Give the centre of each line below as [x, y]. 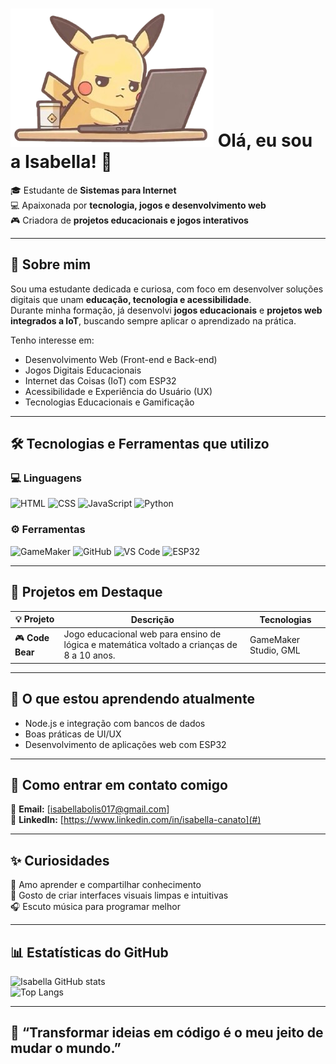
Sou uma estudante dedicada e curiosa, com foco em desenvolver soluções [167, 289]
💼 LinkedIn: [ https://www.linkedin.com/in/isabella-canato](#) [136, 820]
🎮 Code [32, 638]
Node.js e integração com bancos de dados [115, 723]
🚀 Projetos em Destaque [86, 592]
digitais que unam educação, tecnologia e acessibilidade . [131, 299]
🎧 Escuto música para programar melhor [95, 907]
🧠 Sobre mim [51, 264]
